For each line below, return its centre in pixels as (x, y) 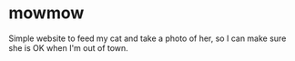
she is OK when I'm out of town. (68, 47)
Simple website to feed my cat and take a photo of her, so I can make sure (147, 38)
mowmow (46, 13)
